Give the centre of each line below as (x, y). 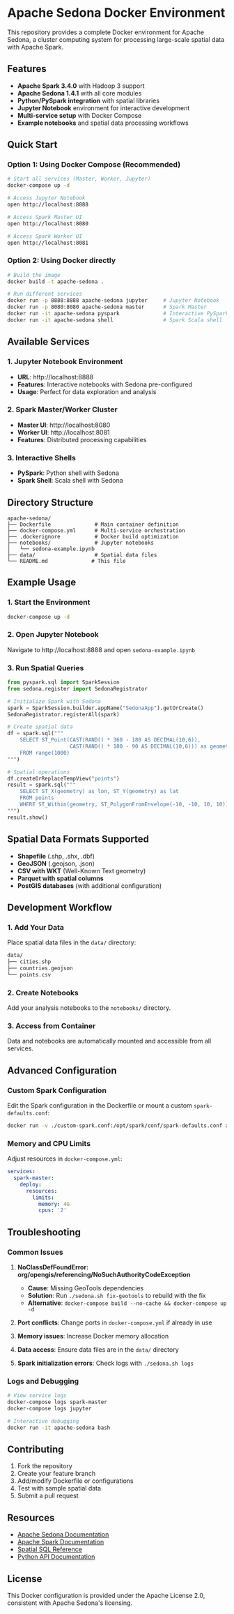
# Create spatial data (40, 727)
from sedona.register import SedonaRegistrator (78, 688)
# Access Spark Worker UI (45, 236)
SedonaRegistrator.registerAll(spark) (63, 714)
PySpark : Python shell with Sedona (68, 473)
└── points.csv (29, 974)
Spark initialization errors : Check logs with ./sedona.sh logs (105, 1363)
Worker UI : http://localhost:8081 (63, 432)
